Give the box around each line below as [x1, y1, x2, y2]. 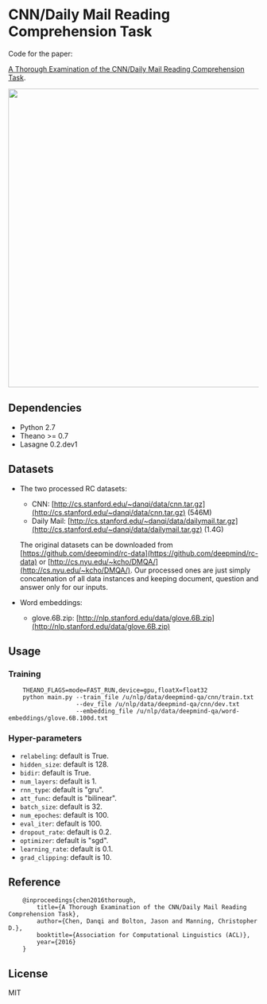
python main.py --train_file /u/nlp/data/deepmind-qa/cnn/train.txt [22, 693, 254, 701]
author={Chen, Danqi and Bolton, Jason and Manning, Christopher [37, 917, 258, 925]
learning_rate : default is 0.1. [19, 844, 114, 854]
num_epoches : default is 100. [19, 810, 110, 819]
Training [8, 668, 41, 679]
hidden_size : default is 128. [19, 759, 109, 769]
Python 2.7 [19, 422, 56, 432]
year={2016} [37, 938, 77, 947]
